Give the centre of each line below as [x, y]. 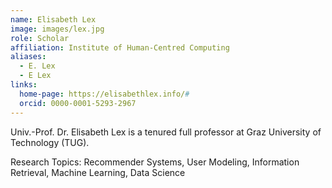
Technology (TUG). [50, 142]
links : [24, 85]
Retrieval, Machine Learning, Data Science [98, 172]
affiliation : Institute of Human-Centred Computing [120, 47]
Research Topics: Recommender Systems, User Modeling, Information [155, 162]
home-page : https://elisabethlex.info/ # [104, 94]
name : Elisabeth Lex [53, 19]
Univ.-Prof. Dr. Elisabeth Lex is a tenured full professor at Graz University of [166, 132]
